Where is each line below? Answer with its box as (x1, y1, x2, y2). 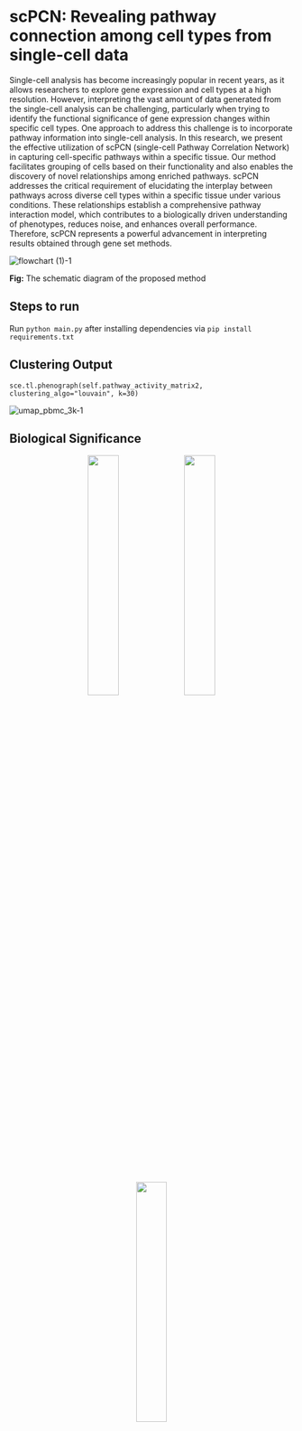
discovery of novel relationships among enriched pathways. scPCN (9, 170, 259, 182)
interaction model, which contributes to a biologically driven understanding (9, 209, 288, 220)
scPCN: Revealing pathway (9, 6, 217, 27)
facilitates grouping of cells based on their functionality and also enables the (9, 161, 294, 172)
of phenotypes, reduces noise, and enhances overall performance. (9, 219, 258, 229)
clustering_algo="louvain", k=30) (9, 388, 140, 398)
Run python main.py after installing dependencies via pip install (9, 323, 252, 333)
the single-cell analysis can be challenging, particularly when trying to (9, 103, 270, 114)
